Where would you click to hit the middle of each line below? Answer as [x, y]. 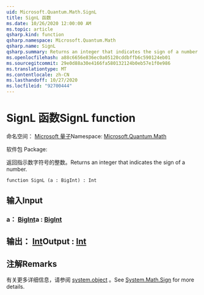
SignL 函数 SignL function [71, 118]
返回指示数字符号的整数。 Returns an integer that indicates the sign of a [96, 162]
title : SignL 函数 [29, 18]
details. [16, 287]
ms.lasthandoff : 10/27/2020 [42, 80]
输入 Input [24, 200]
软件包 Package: [27, 149]
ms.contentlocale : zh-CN [38, 75]
